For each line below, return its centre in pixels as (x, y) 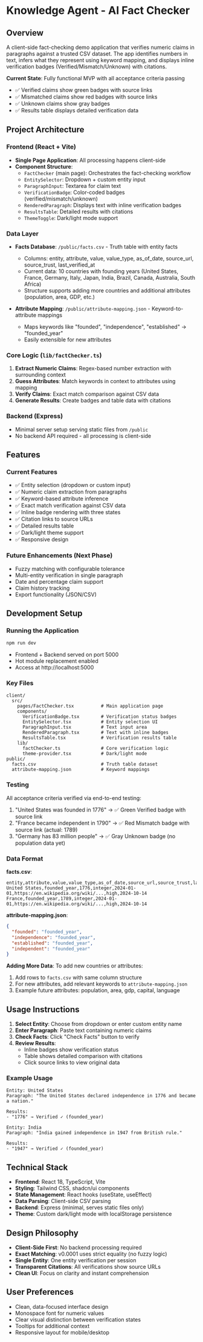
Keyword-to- (167, 308)
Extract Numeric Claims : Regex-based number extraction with (93, 369)
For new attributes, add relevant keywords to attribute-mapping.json (101, 984)
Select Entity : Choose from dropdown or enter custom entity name (98, 1024)
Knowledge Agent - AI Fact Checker (98, 11)
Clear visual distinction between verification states (78, 1319)
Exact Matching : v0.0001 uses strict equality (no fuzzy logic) (91, 1254)
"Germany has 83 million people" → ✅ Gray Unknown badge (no (95, 836)
